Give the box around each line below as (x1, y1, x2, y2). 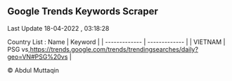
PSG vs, (7, 45, 30, 53)
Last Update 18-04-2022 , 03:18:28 (7, 24, 110, 32)
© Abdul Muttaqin (7, 66, 60, 74)
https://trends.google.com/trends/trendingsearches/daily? (30, 45, 199, 53)
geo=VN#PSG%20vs (7, 52, 68, 61)
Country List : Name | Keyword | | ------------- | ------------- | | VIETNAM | (7, 38, 226, 46)
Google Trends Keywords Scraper (7, 6, 158, 17)
